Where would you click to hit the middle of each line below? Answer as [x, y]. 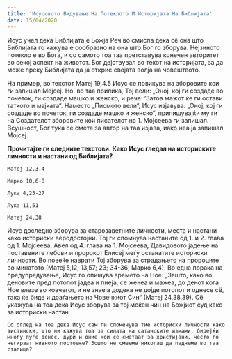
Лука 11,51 [23, 205]
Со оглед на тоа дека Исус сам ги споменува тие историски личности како [116, 325]
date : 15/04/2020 [32, 20]
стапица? [20, 349]
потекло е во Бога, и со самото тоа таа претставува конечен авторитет [113, 55]
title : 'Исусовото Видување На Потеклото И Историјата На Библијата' [110, 14]
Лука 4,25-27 [26, 193]
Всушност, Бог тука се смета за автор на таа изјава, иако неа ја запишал [115, 128]
